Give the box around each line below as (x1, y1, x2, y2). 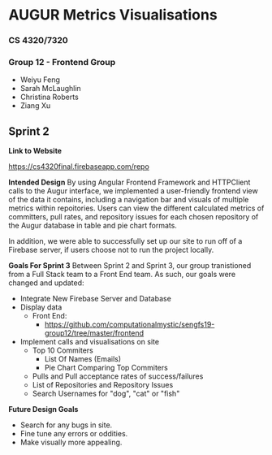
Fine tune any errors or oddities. (19, 429, 128, 439)
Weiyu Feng (19, 75, 61, 84)
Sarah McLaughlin (19, 84, 81, 93)
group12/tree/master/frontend (44, 328, 145, 338)
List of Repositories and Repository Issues (32, 380, 174, 390)
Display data (19, 302, 63, 312)
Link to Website (8, 146, 63, 156)
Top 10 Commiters (32, 345, 93, 355)
